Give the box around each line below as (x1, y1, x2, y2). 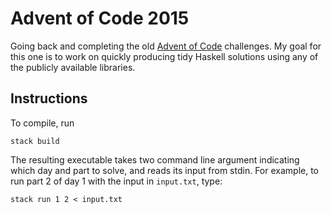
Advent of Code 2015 (10, 7, 190, 30)
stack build (10, 136, 60, 146)
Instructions (10, 90, 88, 107)
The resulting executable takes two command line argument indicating (10, 153, 300, 166)
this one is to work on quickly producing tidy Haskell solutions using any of (10, 50, 319, 62)
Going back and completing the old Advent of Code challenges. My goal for (10, 40, 322, 52)
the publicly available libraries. (10, 61, 136, 73)
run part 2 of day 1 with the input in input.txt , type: (10, 175, 223, 187)
